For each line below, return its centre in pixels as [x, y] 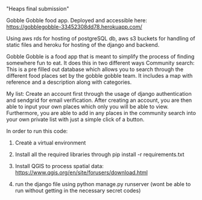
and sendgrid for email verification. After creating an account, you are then [99, 100]
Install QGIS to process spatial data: [59, 166]
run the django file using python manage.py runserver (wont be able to [103, 184]
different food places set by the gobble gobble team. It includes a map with [99, 76]
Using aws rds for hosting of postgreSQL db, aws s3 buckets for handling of [101, 38]
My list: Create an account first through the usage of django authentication [99, 94]
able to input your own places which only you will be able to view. [87, 107]
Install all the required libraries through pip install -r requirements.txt [99, 154]
